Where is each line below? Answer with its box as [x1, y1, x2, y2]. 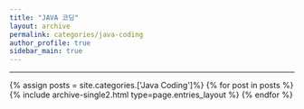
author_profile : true [9, 38, 91, 48]
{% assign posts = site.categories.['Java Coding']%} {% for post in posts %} [9, 80, 294, 91]
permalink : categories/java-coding [9, 30, 144, 39]
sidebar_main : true [9, 47, 83, 56]
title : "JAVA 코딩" [9, 13, 80, 23]
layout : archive [9, 22, 71, 31]
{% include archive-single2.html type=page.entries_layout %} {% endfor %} [9, 89, 294, 100]
